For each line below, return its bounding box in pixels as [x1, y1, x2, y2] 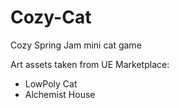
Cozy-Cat [10, 6, 92, 29]
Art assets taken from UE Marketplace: [10, 58, 170, 70]
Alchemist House [24, 88, 96, 100]
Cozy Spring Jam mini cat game [10, 39, 142, 51]
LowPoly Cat [24, 77, 78, 90]
